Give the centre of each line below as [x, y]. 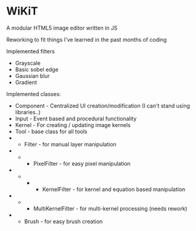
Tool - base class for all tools [51, 131]
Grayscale [28, 63]
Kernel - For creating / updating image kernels [73, 125]
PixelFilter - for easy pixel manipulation [82, 163]
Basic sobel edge [37, 69]
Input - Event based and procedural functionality [76, 119]
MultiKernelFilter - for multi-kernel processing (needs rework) [110, 208]
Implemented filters [31, 51]
